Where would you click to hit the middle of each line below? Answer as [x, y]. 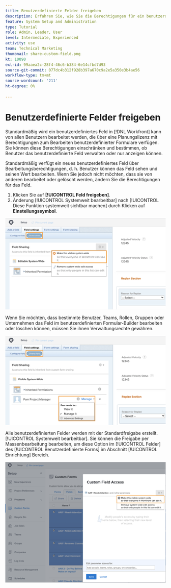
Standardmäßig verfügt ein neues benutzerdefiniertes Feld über [72, 163]
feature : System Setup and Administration [51, 21]
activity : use [20, 43]
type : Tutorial [21, 27]
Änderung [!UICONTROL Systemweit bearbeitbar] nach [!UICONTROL [86, 200]
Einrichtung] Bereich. [27, 455]
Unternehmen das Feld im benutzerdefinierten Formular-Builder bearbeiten [84, 323]
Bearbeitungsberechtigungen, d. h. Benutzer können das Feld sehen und [81, 168]
